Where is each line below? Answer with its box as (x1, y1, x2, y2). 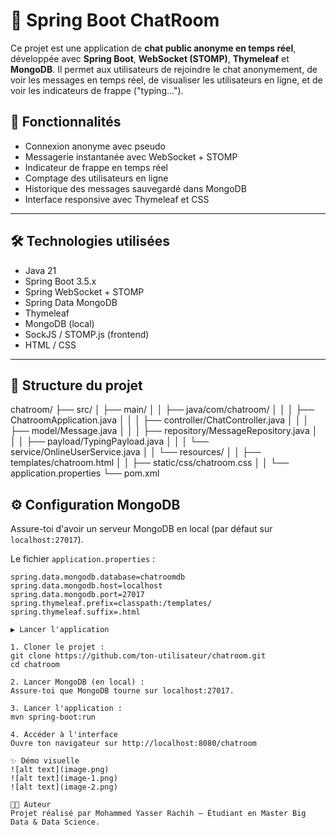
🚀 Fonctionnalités (10, 114, 122, 131)
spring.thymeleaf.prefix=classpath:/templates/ (10, 599, 213, 609)
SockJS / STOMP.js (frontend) (24, 328, 150, 340)
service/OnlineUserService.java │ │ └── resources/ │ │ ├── (10, 446, 262, 458)
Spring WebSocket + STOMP (24, 285, 145, 298)
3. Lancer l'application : (10, 704, 123, 714)
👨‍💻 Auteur (10, 800, 52, 810)
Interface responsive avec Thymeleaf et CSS (24, 193, 210, 205)
